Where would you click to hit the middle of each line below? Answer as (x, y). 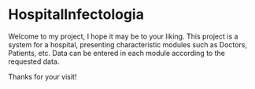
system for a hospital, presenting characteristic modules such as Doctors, (128, 44)
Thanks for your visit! (42, 76)
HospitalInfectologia (76, 15)
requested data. (34, 61)
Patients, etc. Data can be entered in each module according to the (117, 53)
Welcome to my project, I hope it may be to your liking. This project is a (123, 36)
